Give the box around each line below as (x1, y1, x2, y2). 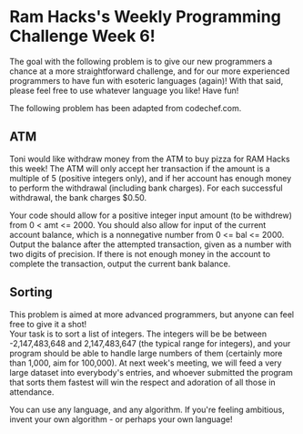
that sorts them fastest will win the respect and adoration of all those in (9, 377, 276, 387)
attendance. (9, 386, 55, 398)
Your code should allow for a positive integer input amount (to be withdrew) (9, 210, 293, 221)
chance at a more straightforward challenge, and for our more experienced (9, 66, 290, 77)
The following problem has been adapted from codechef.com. (9, 102, 242, 113)
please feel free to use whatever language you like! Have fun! (9, 85, 239, 96)
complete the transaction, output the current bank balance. (9, 258, 231, 269)
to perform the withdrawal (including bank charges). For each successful (9, 182, 284, 193)
